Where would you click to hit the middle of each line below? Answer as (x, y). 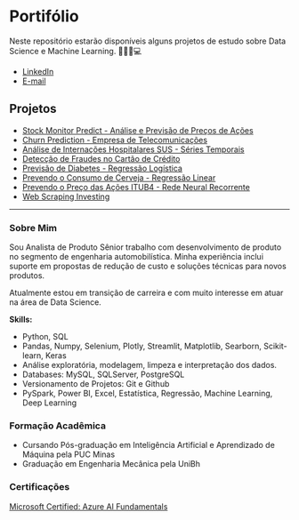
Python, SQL (45, 337)
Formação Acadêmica (58, 426)
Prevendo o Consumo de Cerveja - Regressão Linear (119, 177)
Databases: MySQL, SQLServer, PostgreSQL (103, 374)
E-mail (34, 81)
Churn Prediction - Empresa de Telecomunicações (114, 140)
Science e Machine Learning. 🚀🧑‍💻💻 (76, 51)
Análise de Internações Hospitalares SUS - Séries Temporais (133, 149)
